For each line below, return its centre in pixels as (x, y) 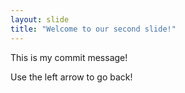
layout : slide (40, 19)
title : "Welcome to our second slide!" (93, 29)
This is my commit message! (69, 57)
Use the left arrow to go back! (71, 77)
